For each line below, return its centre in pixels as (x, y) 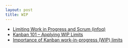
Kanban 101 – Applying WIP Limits (48, 34)
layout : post (19, 10)
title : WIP (17, 15)
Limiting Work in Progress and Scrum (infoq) (59, 29)
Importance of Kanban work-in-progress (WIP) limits (68, 40)
